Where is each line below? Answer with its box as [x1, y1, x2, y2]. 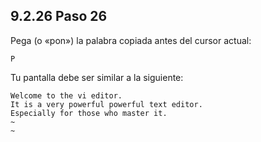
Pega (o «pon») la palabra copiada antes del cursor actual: [10, 34, 252, 46]
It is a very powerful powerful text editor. [10, 99, 203, 109]
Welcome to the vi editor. [10, 90, 123, 101]
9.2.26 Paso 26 [10, 8, 108, 25]
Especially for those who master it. [10, 108, 168, 118]
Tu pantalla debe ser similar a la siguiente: [10, 71, 184, 83]
